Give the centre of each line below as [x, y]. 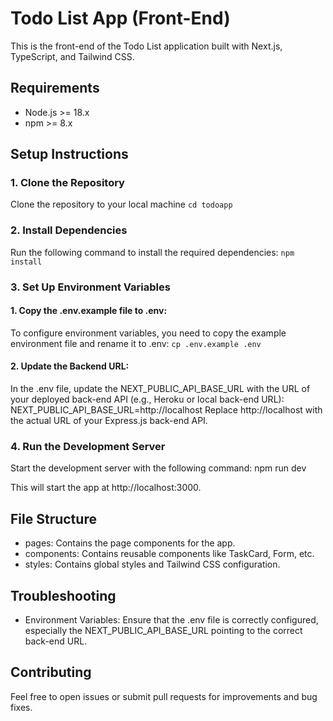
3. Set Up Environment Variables [90, 287]
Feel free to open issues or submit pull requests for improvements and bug [164, 696]
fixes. [21, 707]
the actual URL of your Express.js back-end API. [109, 421]
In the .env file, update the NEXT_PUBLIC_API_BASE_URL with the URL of [160, 389]
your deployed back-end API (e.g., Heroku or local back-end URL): [147, 399]
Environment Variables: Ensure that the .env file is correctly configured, [171, 619]
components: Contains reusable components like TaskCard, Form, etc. [169, 554]
